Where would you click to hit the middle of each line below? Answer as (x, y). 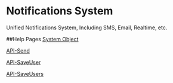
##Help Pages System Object (42, 39)
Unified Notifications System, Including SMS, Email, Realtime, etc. (87, 27)
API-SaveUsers (25, 73)
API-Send (18, 50)
